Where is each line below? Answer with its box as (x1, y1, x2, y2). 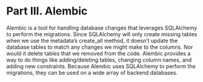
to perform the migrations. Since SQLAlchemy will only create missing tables (6, 30, 198, 37)
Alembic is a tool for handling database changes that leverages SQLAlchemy (6, 24, 198, 31)
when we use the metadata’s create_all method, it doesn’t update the (6, 37, 178, 44)
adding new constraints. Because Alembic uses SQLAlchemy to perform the (6, 62, 196, 70)
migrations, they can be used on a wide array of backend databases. (6, 69, 178, 76)
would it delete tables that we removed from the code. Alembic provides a (6, 49, 191, 57)
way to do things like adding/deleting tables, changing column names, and (6, 56, 192, 63)
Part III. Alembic (6, 4, 88, 18)
